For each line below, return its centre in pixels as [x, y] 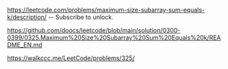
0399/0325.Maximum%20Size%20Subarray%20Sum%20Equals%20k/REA [114, 38]
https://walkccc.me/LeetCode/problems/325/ [71, 58]
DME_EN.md [25, 45]
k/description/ [27, 17]
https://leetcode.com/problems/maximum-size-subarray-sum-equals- [106, 10]
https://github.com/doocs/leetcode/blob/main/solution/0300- [94, 30]
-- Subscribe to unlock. [81, 17]
